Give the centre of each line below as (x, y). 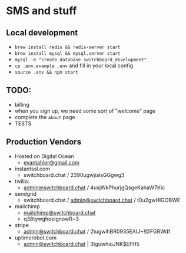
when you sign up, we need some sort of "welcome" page (85, 111)
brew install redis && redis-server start (67, 47)
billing (22, 104)
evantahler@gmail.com (51, 162)
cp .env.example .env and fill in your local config (74, 65)
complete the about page (45, 117)
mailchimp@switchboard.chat (59, 212)
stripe (22, 225)
